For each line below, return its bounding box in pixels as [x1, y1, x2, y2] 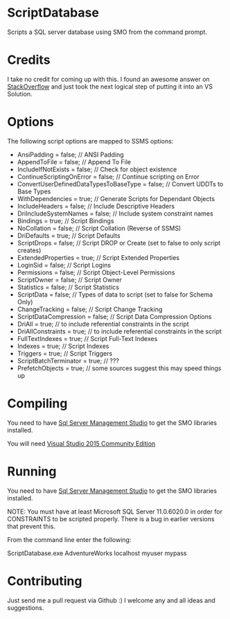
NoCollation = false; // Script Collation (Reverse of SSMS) [17, 224, 182, 232]
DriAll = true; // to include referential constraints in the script [17, 320, 189, 328]
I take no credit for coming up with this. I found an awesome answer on [7, 75, 210, 83]
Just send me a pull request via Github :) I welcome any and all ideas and [7, 596, 216, 604]
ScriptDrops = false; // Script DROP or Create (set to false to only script [17, 238, 221, 247]
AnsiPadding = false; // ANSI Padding [17, 150, 124, 159]
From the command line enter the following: [7, 535, 132, 543]
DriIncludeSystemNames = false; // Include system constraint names [17, 209, 213, 218]
